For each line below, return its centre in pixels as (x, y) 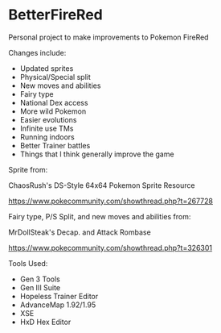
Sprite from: (28, 169)
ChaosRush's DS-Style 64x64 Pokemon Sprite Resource (102, 185)
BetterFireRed (55, 15)
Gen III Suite (40, 287)
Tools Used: (28, 263)
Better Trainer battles (55, 145)
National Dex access (54, 102)
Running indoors (47, 137)
